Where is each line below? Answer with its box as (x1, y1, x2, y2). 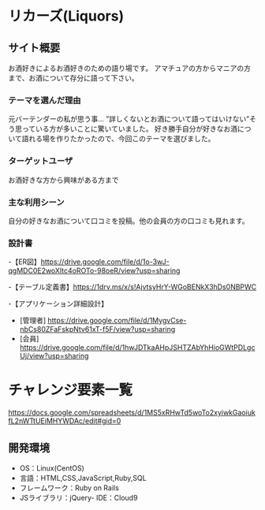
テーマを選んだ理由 (8, 95, 81, 106)
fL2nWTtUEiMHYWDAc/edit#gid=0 (8, 416, 121, 426)
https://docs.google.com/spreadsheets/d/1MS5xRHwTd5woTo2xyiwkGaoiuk (8, 408, 256, 418)
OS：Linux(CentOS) (19, 463, 85, 473)
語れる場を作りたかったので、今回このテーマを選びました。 (21, 134, 215, 143)
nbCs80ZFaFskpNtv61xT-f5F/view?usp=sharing (19, 325, 176, 334)
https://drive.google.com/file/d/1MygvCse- (47, 316, 187, 326)
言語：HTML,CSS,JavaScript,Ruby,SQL (19, 473, 147, 482)
